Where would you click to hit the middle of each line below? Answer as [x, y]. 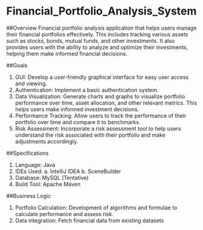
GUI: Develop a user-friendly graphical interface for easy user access [102, 77]
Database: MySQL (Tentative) [52, 177]
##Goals [17, 65]
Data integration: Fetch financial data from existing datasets [89, 220]
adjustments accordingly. [47, 141]
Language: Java [35, 165]
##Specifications [28, 153]
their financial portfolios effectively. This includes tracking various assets [97, 34]
